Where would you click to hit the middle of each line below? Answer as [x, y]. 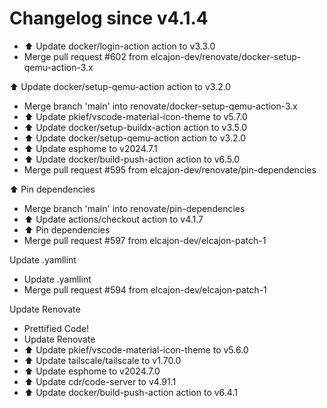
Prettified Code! [56, 328]
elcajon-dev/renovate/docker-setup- [226, 56]
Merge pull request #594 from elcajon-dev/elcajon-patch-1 [145, 289]
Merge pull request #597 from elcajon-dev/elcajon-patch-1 [145, 240]
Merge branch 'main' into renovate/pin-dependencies [134, 208]
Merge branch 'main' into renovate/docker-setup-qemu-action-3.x [161, 106]
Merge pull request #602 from [86, 56]
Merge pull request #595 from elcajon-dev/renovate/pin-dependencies [170, 169]
